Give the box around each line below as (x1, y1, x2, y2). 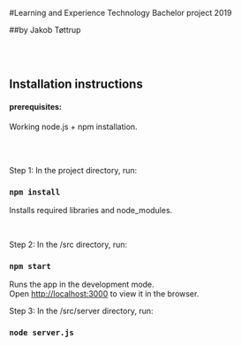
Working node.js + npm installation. (9, 121, 139, 132)
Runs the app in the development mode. (9, 279, 154, 290)
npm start (9, 261, 51, 271)
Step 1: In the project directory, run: (9, 165, 138, 175)
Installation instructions (9, 77, 143, 92)
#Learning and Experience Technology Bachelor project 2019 (9, 8, 232, 18)
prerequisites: (9, 101, 63, 111)
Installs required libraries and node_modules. (9, 204, 173, 215)
